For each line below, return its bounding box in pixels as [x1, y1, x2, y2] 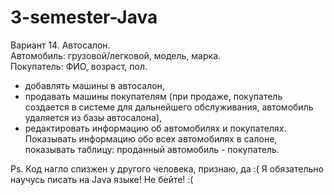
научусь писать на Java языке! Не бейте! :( [10, 173, 194, 185]
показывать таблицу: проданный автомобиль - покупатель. [24, 143, 280, 155]
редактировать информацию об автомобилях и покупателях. [24, 122, 287, 134]
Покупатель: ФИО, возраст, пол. [10, 60, 148, 72]
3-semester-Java [10, 6, 158, 29]
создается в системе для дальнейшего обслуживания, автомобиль [24, 101, 314, 113]
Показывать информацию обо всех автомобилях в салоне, [24, 132, 278, 145]
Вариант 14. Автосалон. [10, 39, 111, 51]
